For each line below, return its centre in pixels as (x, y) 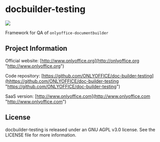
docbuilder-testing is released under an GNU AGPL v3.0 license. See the (80, 129)
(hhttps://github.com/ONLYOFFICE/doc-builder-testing (62, 81)
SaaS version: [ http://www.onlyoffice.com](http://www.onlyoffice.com (78, 96)
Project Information (36, 49)
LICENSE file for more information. (41, 135)
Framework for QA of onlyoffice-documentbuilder (57, 32)
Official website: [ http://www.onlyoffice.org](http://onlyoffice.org (72, 60)
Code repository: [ (24, 76)
